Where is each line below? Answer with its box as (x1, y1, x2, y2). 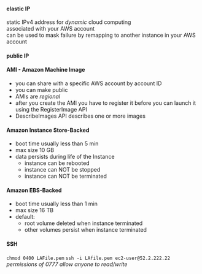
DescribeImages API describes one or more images (15, 112, 146, 120)
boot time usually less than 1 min (15, 200, 98, 208)
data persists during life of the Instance (15, 153, 115, 161)
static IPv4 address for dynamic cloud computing (6, 18, 131, 26)
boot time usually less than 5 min (15, 140, 99, 147)
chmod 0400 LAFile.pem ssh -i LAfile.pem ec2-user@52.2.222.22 (6, 255, 171, 261)
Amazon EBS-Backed (6, 186, 62, 194)
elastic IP (6, 5, 31, 12)
